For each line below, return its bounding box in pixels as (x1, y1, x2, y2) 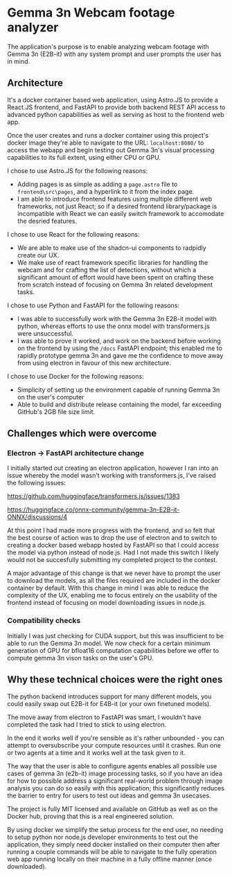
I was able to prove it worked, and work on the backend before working (17, 336, 222, 345)
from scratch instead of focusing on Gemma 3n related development (17, 280, 213, 289)
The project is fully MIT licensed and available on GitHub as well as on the (7, 804, 218, 813)
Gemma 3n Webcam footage (7, 5, 175, 21)
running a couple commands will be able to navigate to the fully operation (7, 847, 217, 856)
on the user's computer (17, 392, 84, 401)
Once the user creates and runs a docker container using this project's (7, 131, 209, 139)
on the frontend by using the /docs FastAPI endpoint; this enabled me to (17, 344, 223, 352)
